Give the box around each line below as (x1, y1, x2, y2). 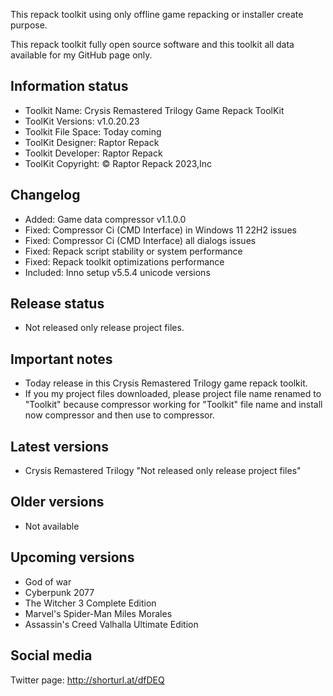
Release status (10, 295, 105, 313)
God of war (24, 575, 72, 588)
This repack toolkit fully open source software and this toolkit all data (10, 39, 295, 50)
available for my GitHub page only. (10, 49, 153, 61)
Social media (10, 647, 93, 664)
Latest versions (10, 438, 109, 455)
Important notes (10, 350, 113, 368)
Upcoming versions (10, 549, 135, 566)
